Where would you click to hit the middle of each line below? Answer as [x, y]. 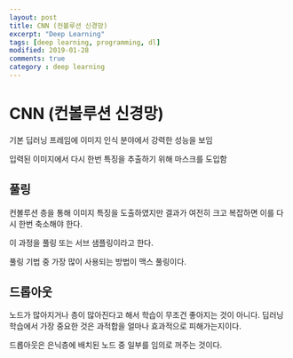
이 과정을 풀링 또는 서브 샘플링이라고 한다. [81, 243]
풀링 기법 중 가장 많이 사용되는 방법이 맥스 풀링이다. [98, 261]
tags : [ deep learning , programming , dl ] [85, 42]
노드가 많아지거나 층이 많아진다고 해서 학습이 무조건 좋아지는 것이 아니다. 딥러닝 [146, 315]
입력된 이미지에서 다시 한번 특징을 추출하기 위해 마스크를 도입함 [119, 159]
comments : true [37, 59]
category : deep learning [57, 68]
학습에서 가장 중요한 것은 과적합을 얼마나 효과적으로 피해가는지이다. [125, 326]
